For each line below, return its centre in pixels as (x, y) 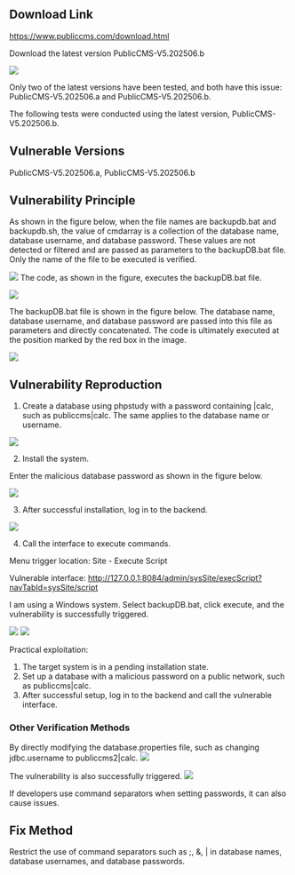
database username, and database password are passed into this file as (141, 321)
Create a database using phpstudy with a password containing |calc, (147, 406)
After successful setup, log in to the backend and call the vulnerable (147, 696)
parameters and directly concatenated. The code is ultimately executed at (144, 330)
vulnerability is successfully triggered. (79, 614)
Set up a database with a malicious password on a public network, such (153, 676)
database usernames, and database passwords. (97, 862)
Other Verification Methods (70, 728)
